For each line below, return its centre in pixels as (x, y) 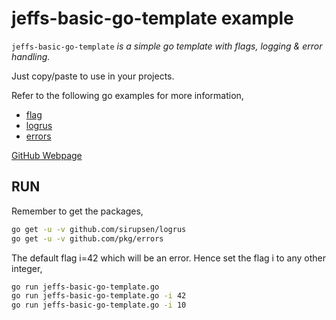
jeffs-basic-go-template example (152, 18)
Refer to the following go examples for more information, (127, 95)
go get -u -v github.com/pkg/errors (87, 238)
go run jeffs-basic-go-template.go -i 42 (99, 296)
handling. (31, 56)
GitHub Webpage (47, 155)
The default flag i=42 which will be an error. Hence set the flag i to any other (169, 258)
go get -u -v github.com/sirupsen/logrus (99, 229)
